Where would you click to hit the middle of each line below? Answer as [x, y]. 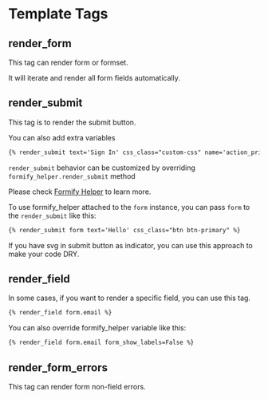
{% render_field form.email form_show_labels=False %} [101, 343]
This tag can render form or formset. [69, 62]
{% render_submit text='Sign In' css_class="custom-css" [105, 152]
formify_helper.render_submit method [72, 176]
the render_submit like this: [52, 215]
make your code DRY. [44, 254]
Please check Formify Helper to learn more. [80, 192]
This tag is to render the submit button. [72, 122]
